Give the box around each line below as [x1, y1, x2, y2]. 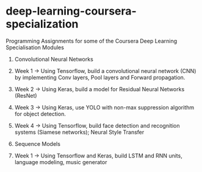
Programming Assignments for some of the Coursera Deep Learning [5, 37, 178, 44]
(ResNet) [14, 92, 37, 99]
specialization [5, 17, 79, 31]
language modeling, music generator [14, 158, 107, 165]
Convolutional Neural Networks [14, 55, 94, 63]
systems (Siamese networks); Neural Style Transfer [14, 128, 145, 136]
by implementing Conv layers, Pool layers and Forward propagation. [14, 74, 186, 81]
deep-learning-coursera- [5, 4, 137, 18]
